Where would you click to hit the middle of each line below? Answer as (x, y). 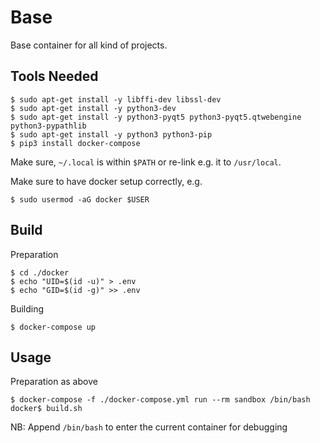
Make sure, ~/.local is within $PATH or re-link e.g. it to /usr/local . (146, 162)
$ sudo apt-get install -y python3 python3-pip (111, 134)
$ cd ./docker (40, 272)
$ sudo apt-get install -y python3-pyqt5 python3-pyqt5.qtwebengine (156, 117)
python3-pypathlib (48, 126)
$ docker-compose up (53, 327)
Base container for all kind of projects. (89, 45)
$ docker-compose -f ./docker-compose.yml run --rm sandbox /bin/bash (160, 400)
